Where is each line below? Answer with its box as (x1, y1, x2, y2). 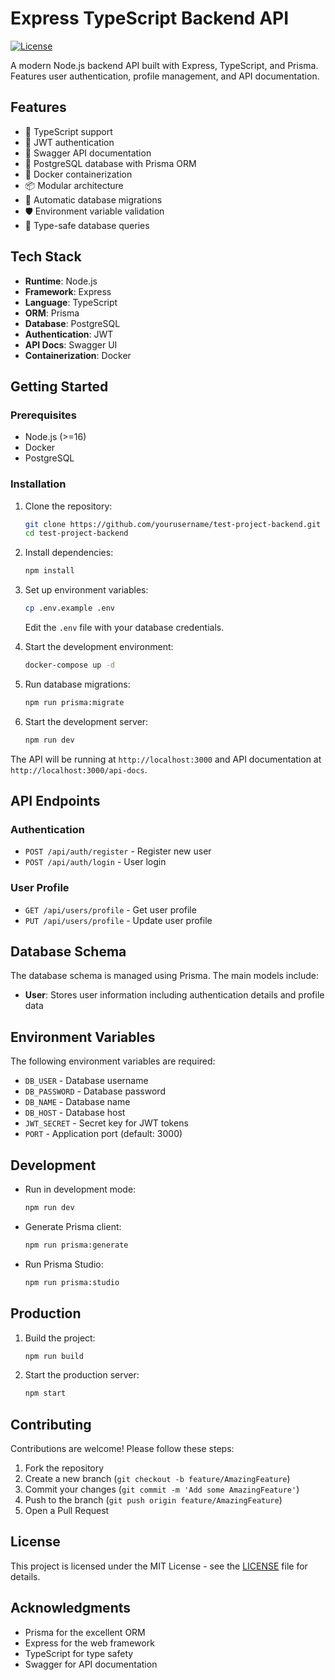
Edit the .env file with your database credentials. (24, 622, 225, 634)
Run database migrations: (24, 678, 131, 690)
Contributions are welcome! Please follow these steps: (10, 1443, 235, 1455)
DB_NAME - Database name (24, 1096, 131, 1108)
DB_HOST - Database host (24, 1107, 126, 1119)
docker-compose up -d (24, 660, 115, 671)
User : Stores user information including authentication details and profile (24, 989, 325, 1001)
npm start (24, 1388, 67, 1399)
